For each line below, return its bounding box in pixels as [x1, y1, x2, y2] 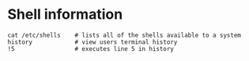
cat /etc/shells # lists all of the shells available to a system [7, 31, 242, 39]
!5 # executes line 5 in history [7, 45, 175, 52]
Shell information [7, 5, 123, 23]
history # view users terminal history [7, 38, 178, 46]
